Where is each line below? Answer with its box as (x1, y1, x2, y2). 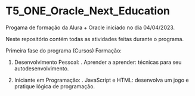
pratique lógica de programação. (14, 82, 95, 90)
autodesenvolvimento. (14, 64, 69, 72)
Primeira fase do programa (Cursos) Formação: (5, 47, 122, 54)
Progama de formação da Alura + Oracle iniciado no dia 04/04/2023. (5, 24, 175, 31)
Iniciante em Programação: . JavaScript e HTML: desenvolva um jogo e (14, 76, 189, 83)
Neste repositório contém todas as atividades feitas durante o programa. (5, 35, 184, 42)
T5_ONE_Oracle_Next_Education (5, 4, 171, 18)
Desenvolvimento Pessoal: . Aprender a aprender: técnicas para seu (14, 58, 182, 66)
